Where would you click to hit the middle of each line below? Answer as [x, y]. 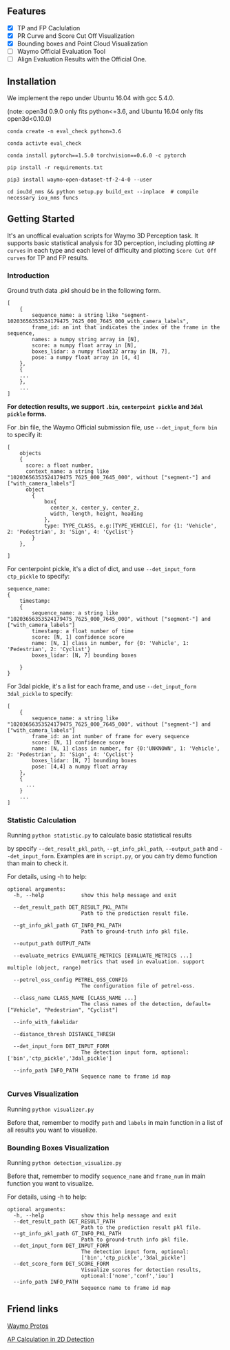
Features [27, 11]
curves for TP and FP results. [48, 258]
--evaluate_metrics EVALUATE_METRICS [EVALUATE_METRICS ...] [103, 956]
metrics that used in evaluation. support [143, 962]
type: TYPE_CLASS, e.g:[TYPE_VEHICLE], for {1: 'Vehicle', [130, 526]
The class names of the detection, [132, 1004]
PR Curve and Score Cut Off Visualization [76, 36]
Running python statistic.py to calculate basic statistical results [100, 836]
